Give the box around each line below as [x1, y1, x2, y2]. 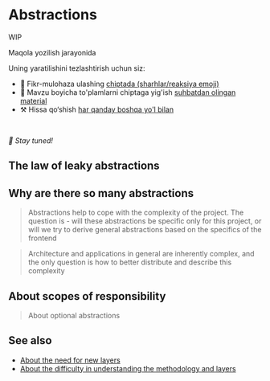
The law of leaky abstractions [8, 159, 160, 173]
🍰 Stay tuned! [8, 135, 54, 145]
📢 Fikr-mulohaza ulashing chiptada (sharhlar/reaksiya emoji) [19, 79, 219, 88]
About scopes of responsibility [8, 289, 166, 303]
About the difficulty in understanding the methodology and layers [19, 363, 236, 373]
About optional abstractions [27, 310, 121, 320]
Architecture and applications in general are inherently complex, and [27, 249, 255, 259]
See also [8, 334, 52, 347]
